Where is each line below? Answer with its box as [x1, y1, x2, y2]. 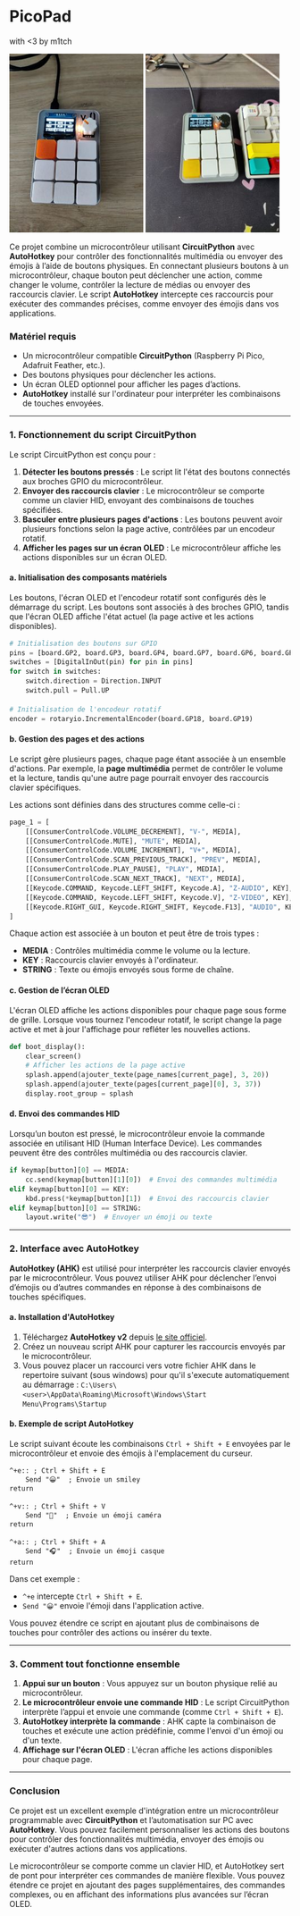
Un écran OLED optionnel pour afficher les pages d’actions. [21, 379, 241, 390]
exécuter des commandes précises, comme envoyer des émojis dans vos [9, 298, 279, 309]
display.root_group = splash [25, 1089, 134, 1098]
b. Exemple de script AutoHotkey [9, 1418, 134, 1429]
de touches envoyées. [21, 398, 104, 408]
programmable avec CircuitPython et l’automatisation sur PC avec [9, 1814, 254, 1825]
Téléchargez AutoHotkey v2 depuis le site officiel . [21, 1332, 208, 1342]
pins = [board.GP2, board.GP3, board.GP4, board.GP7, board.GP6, [9, 648, 257, 658]
